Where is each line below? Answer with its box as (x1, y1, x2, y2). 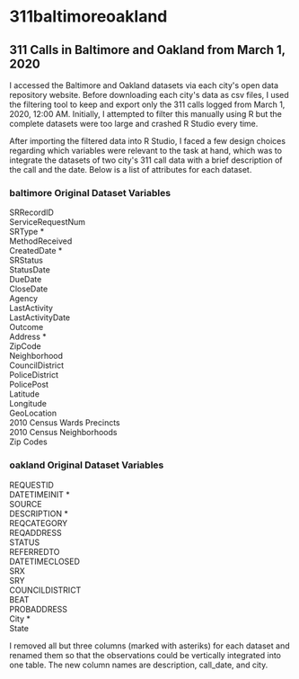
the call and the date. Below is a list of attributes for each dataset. (9, 165, 252, 174)
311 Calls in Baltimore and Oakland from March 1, (9, 42, 286, 58)
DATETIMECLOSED (9, 556, 81, 567)
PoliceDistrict (9, 370, 59, 380)
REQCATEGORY (9, 517, 68, 528)
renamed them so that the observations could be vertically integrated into (9, 649, 281, 660)
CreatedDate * (9, 246, 63, 256)
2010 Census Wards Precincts (9, 417, 121, 428)
